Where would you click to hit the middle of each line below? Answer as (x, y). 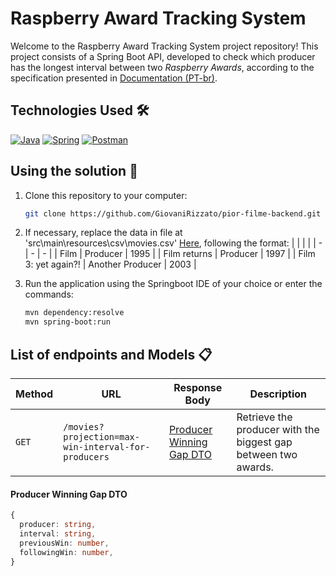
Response (198, 387)
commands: (49, 294)
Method (34, 394)
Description (278, 394)
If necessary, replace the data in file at (103, 233)
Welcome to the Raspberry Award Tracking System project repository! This (164, 46)
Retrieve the (264, 417)
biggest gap (264, 442)
